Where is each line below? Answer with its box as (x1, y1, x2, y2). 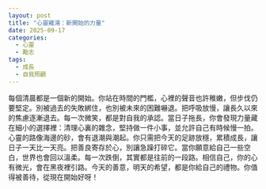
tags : (8, 56, 26, 64)
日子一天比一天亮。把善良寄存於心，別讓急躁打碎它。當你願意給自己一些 (8, 142, 244, 152)
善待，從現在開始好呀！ (21, 172, 99, 182)
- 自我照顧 (15, 70, 47, 78)
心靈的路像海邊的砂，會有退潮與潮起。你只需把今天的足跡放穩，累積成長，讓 (8, 132, 258, 142)
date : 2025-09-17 (8, 26, 66, 34)
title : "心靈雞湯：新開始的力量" (8, 19, 105, 27)
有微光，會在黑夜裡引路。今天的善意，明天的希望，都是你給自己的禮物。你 (8, 162, 251, 172)
